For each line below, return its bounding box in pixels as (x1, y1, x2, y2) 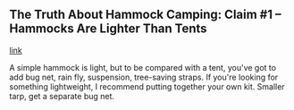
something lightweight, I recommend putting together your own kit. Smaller (9, 80, 285, 92)
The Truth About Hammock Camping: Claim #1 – (9, 7, 281, 22)
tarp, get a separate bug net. (9, 90, 114, 101)
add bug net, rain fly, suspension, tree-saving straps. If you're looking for (9, 72, 279, 82)
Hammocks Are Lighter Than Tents (9, 21, 207, 37)
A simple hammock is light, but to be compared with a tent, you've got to (9, 62, 277, 72)
